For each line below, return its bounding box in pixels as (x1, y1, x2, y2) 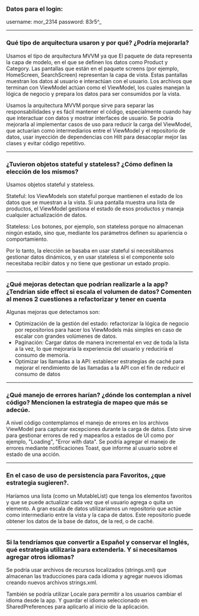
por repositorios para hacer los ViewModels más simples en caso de (14, 326, 182, 334)
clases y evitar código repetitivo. (6, 139, 86, 147)
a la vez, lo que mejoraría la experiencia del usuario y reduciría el (14, 345, 174, 353)
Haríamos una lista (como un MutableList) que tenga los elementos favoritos (6, 492, 192, 499)
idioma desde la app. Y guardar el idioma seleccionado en (6, 597, 148, 604)
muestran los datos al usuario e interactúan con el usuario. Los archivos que (6, 77, 192, 84)
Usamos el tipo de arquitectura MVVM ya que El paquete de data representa (6, 52, 192, 59)
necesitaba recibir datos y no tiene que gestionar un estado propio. (6, 259, 171, 266)
